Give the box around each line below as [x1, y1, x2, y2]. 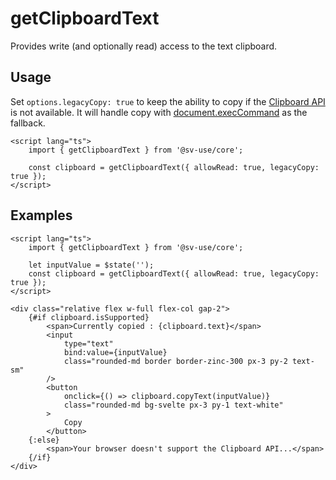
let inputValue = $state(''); [28, 260, 155, 270]
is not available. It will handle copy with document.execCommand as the [10, 106, 308, 118]
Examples [10, 207, 73, 224]
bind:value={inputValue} [63, 347, 168, 357]
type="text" [63, 338, 114, 349]
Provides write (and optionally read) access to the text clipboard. [10, 40, 278, 52]
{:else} [28, 435, 60, 445]
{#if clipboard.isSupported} [28, 312, 150, 322]
